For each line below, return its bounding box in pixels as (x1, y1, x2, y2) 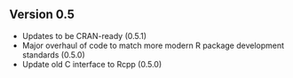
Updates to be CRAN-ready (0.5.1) (21, 30, 147, 41)
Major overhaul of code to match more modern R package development (21, 40, 285, 51)
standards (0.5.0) (21, 49, 86, 60)
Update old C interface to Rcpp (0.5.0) (21, 58, 162, 69)
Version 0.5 (9, 7, 75, 22)
